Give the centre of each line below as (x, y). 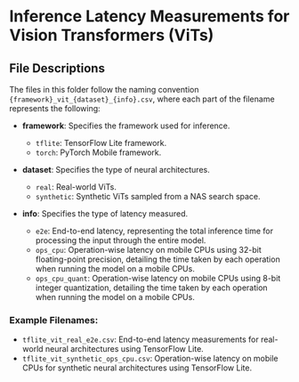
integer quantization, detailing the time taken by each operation (152, 288)
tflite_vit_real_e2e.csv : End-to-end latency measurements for (141, 339)
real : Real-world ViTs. (76, 187)
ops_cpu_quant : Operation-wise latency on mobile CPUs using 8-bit (158, 278)
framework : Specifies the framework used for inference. (126, 126)
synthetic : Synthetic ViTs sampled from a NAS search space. (148, 196)
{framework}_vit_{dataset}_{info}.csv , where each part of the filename (142, 99)
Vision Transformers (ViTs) (112, 35)
